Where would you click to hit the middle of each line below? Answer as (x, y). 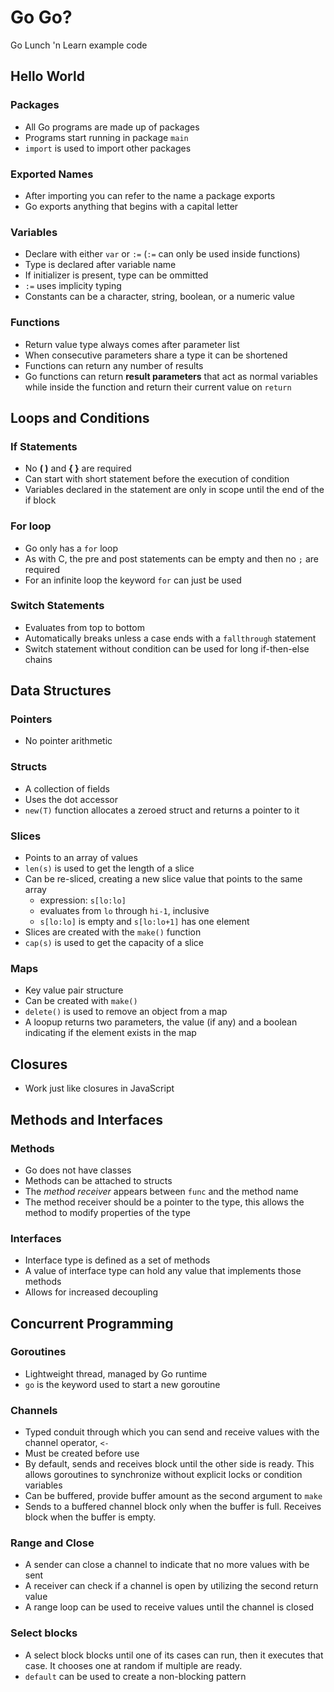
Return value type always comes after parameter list (132, 344)
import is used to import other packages (108, 148)
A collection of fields (67, 788)
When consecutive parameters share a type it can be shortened (156, 355)
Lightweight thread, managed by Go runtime (116, 1373)
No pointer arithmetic (68, 741)
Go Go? (41, 17)
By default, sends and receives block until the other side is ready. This (169, 1464)
